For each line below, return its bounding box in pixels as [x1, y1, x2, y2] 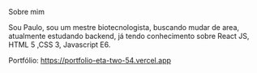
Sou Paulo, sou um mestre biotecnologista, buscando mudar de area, [8, 23, 240, 32]
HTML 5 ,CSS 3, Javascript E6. [8, 40, 111, 49]
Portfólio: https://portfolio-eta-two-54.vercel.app [8, 56, 172, 65]
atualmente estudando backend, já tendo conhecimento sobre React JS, [8, 32, 250, 41]
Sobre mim [8, 7, 45, 16]
